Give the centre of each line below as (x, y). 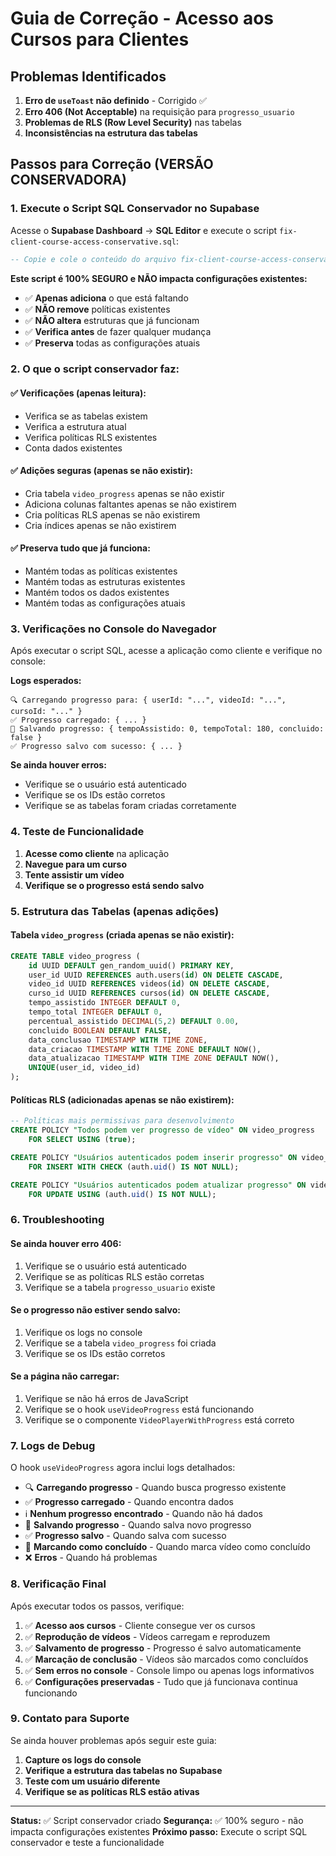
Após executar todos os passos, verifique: (97, 1606)
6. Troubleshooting (57, 1220)
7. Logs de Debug (53, 1445)
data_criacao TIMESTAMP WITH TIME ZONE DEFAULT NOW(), (145, 1049)
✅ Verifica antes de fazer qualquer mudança (118, 331)
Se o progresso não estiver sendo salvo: (95, 1310)
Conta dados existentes (73, 448)
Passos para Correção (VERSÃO (112, 164)
